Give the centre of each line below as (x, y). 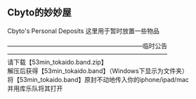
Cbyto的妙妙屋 (39, 13)
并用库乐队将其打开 (35, 88)
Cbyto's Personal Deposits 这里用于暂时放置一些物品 (84, 31)
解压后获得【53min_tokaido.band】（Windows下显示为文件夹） (98, 71)
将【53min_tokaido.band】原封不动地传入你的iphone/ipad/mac (98, 79)
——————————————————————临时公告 (87, 46)
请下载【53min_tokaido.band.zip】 (57, 62)
